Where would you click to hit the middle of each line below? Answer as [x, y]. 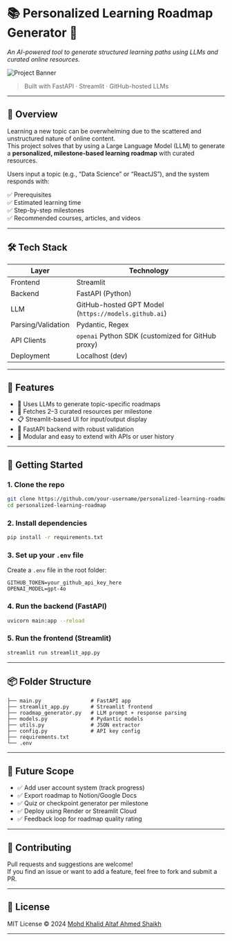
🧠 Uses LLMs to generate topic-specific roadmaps [89, 404]
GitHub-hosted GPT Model [120, 304]
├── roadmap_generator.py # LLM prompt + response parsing [97, 713]
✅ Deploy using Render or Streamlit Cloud [77, 811]
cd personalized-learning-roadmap [57, 505]
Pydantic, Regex [103, 325]
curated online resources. [44, 59]
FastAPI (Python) [104, 293]
